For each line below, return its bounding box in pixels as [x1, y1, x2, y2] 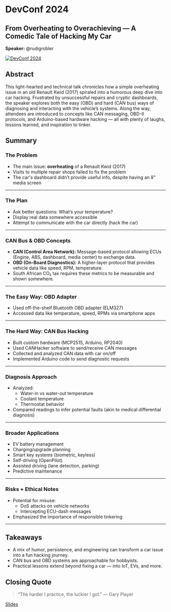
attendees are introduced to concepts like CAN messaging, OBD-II [5, 111, 144, 117]
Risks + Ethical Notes [5, 486, 59, 493]
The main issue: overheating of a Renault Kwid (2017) [12, 163, 126, 169]
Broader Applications [5, 429, 60, 436]
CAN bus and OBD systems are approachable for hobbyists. [12, 557, 138, 564]
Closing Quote [5, 578, 52, 586]
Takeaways [5, 533, 42, 542]
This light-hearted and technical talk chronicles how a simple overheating [5, 83, 159, 90]
